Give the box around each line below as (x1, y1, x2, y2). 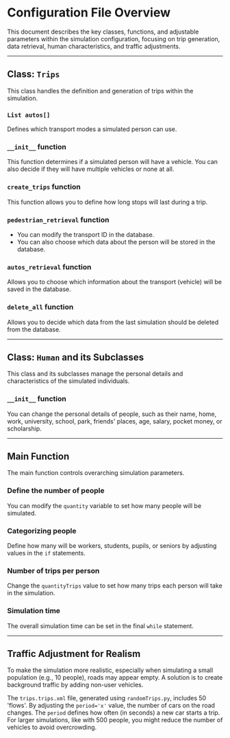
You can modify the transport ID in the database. (16, 230, 155, 238)
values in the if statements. (7, 549, 86, 557)
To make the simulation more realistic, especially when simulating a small (7, 666, 214, 674)
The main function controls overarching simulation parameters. (7, 469, 185, 477)
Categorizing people (7, 526, 77, 535)
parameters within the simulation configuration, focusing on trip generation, (7, 34, 220, 43)
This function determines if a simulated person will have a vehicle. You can (7, 158, 218, 166)
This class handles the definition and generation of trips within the (7, 87, 194, 95)
